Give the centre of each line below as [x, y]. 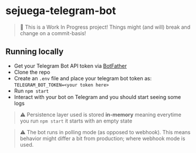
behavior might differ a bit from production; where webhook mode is [102, 138]
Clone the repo [32, 72]
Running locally [35, 52]
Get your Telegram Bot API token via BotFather [70, 66]
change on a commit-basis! [53, 33]
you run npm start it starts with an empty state [76, 121]
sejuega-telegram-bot [61, 11]
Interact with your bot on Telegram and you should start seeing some [97, 97]
